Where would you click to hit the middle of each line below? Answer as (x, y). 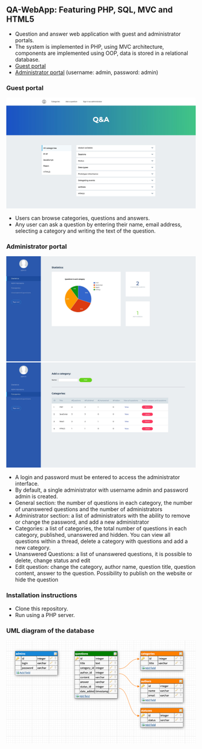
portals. (24, 40)
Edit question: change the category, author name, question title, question (105, 567)
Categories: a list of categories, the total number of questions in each (101, 528)
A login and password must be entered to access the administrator (97, 477)
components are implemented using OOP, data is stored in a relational (101, 53)
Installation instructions (42, 595)
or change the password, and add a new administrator (82, 522)
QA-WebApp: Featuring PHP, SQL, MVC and (90, 10)
